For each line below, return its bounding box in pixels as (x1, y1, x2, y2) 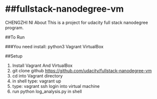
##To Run (5, 34, 25, 40)
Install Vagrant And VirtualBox (12, 62, 73, 68)
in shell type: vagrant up (12, 78, 61, 84)
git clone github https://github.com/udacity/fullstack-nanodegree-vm (12, 67, 152, 74)
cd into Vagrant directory (12, 73, 63, 79)
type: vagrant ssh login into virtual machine (12, 83, 100, 89)
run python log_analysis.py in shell (12, 88, 82, 94)
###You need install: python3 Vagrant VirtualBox (5, 43, 104, 49)
